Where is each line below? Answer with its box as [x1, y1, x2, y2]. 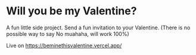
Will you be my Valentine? [6, 4, 137, 18]
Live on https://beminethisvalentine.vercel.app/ [6, 42, 122, 49]
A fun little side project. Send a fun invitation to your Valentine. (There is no [6, 24, 191, 31]
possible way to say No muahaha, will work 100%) [6, 30, 129, 37]
